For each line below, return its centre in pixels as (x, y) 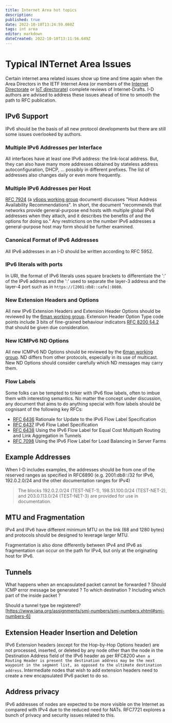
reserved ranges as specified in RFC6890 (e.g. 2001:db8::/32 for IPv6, (80, 475)
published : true (23, 20)
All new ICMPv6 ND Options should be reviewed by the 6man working (79, 352)
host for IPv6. (20, 556)
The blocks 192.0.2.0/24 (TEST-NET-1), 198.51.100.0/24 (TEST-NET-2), (92, 490)
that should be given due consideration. (47, 328)
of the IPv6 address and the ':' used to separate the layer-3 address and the (85, 281)
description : (19, 15)
